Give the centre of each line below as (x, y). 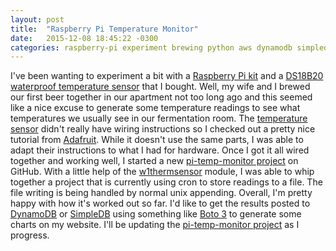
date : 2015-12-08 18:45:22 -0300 (84, 38)
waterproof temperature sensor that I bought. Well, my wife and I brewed (160, 87)
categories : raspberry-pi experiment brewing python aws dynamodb (151, 47)
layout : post (37, 19)
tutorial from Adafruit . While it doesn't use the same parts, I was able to (157, 140)
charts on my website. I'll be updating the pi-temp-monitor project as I (155, 225)
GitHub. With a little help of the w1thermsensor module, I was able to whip (162, 172)
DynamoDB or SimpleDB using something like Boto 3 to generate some (156, 214)
